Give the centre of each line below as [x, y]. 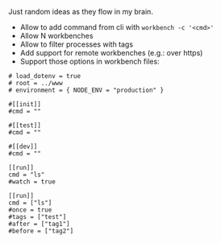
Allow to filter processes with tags [77, 44]
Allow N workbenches [56, 36]
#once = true [30, 210]
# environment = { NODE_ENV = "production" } [86, 90]
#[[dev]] [23, 146]
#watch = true [32, 182]
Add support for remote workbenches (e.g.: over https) [111, 53]
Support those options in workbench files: [90, 61]
